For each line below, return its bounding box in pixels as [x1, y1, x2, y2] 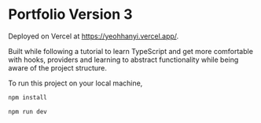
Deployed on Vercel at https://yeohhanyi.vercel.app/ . [8, 31, 179, 41]
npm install [8, 93, 47, 101]
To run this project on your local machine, [8, 78, 143, 88]
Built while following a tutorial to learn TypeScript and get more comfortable [8, 46, 254, 56]
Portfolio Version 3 [8, 5, 133, 24]
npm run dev [8, 107, 47, 115]
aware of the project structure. [8, 63, 108, 72]
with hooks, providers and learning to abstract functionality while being [8, 55, 239, 64]
